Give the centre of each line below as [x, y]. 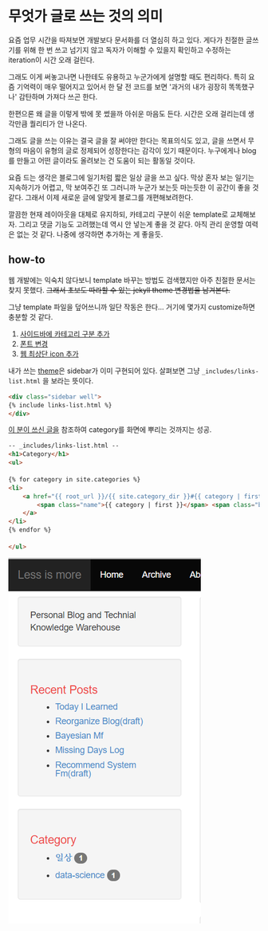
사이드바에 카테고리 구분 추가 [65, 334]
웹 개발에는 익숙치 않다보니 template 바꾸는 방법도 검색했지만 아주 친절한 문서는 [132, 280]
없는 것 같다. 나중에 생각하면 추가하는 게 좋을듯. [90, 234]
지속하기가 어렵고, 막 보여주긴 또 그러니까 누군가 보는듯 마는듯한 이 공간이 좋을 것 [134, 187]
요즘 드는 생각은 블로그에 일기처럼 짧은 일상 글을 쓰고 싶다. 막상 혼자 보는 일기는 [132, 177]
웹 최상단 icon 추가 [49, 354]
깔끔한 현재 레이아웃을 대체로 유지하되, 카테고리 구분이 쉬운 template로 [118, 214]
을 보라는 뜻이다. [68, 380]
